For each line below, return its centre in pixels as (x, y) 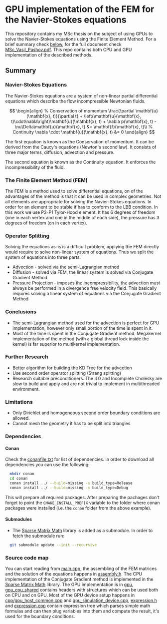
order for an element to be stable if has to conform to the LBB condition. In (82, 207)
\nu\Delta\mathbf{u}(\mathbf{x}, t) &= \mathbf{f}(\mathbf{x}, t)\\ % (84, 126)
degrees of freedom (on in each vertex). (46, 223)
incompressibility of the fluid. (35, 167)
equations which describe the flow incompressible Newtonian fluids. (75, 101)
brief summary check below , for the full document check (63, 44)
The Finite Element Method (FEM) (47, 180)
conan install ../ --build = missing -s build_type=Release (71, 483)
